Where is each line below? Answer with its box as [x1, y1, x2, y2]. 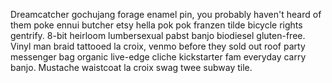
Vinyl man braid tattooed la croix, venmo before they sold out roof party [10, 40, 306, 52]
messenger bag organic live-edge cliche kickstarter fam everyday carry [10, 51, 307, 63]
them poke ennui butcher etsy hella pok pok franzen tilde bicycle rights [10, 19, 303, 31]
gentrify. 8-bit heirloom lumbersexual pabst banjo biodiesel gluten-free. [10, 30, 306, 41]
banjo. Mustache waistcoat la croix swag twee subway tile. [10, 62, 253, 73]
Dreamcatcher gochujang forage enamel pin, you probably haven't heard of [10, 9, 322, 20]
